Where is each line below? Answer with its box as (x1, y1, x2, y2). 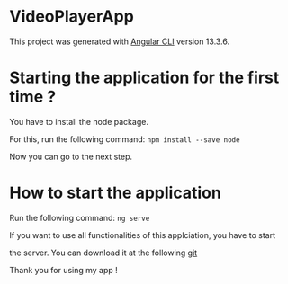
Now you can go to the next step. (9, 151, 133, 162)
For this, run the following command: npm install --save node (9, 133, 240, 145)
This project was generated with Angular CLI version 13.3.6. (9, 36, 230, 47)
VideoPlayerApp (9, 6, 135, 27)
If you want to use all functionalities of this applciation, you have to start (9, 229, 276, 240)
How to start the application (9, 182, 222, 203)
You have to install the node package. (9, 116, 148, 127)
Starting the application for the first (9, 67, 280, 88)
